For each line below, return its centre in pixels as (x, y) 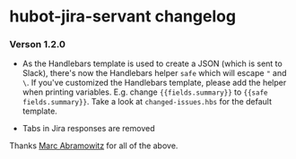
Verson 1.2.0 (37, 45)
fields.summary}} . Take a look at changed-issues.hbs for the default (147, 102)
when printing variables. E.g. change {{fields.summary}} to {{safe (145, 92)
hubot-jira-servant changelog (122, 17)
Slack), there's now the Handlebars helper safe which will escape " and (154, 73)
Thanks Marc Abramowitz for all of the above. (94, 146)
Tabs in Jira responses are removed (88, 129)
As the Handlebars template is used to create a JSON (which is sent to (152, 63)
